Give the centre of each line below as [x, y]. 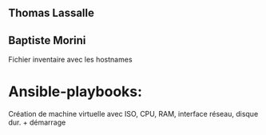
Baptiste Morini [47, 40]
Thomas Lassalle [51, 13]
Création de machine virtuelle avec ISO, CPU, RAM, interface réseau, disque [133, 114]
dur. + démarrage [37, 122]
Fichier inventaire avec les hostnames [71, 60]
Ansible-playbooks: [75, 92]
